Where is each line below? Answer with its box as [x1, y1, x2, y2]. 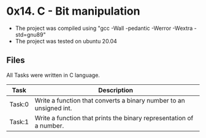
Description [97, 85, 134, 94]
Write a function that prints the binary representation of [34, 114, 194, 122]
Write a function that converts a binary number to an [34, 96, 185, 104]
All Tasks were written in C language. [6, 71, 100, 79]
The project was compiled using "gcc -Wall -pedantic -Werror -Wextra [15, 24, 193, 32]
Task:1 [9, 117, 29, 126]
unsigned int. [34, 104, 72, 112]
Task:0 [9, 100, 29, 108]
